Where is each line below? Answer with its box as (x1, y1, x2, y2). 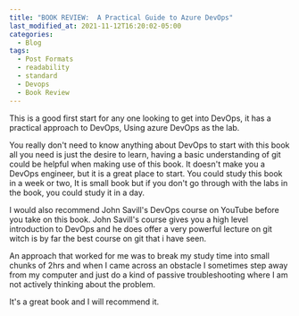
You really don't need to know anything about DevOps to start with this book (9, 140, 290, 150)
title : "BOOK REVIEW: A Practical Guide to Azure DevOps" (9, 13, 234, 22)
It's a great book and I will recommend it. (9, 296, 160, 307)
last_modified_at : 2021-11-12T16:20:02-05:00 (9, 21, 181, 30)
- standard (17, 72, 58, 81)
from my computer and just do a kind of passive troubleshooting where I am (9, 269, 288, 280)
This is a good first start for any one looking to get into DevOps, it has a (9, 113, 272, 124)
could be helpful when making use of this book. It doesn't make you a (9, 158, 266, 169)
